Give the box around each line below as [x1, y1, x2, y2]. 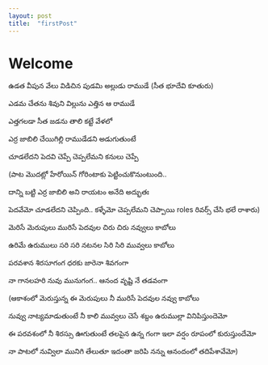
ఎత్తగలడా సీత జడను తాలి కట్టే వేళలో [8, 117, 113, 126]
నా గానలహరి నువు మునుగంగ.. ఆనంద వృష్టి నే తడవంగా [8, 276, 168, 286]
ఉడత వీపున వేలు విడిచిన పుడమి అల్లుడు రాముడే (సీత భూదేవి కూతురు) [8, 81, 214, 91]
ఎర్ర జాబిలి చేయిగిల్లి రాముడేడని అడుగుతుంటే [8, 134, 136, 144]
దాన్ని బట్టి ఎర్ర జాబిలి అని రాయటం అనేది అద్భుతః [8, 187, 149, 197]
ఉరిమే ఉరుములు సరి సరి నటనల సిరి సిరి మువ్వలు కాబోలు [8, 240, 175, 250]
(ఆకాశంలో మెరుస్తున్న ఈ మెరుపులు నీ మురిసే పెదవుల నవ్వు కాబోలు [8, 293, 200, 303]
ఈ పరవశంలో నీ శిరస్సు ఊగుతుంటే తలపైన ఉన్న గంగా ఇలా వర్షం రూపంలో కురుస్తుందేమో [8, 329, 257, 338]
